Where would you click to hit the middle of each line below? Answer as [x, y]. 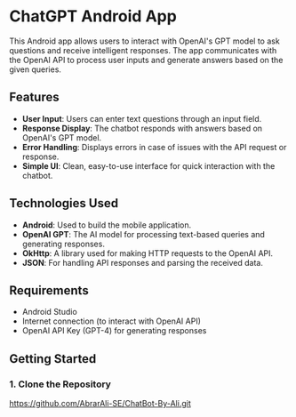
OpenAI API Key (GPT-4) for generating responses [114, 331]
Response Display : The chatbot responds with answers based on [142, 128]
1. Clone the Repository [60, 384]
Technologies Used [64, 203]
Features [34, 97]
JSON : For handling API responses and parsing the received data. [143, 262]
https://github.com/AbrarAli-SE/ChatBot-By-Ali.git [100, 404]
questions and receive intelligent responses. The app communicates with [143, 50]
